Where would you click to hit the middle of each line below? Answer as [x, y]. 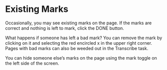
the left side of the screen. [32, 63]
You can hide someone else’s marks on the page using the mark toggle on [81, 58]
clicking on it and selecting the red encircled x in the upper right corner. [79, 43]
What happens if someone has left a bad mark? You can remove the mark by [84, 38]
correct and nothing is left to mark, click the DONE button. [65, 28]
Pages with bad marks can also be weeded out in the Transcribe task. [77, 48]
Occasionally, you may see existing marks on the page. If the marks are [79, 23]
